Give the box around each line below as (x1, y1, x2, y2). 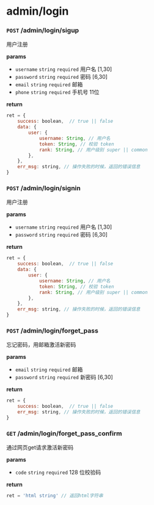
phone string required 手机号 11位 (15, 89, 100, 96)
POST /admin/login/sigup (6, 26, 79, 35)
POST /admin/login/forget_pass (6, 326, 99, 334)
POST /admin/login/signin (6, 184, 81, 193)
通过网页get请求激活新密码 (6, 444, 74, 451)
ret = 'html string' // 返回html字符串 (6, 493, 103, 499)
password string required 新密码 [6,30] (15, 374, 113, 381)
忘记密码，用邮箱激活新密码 (6, 341, 76, 348)
